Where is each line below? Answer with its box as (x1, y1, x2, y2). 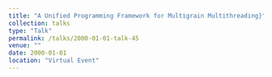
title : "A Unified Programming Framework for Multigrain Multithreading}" (8, 11, 266, 20)
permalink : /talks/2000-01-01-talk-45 (8, 34, 139, 43)
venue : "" (8, 42, 42, 50)
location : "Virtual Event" (8, 57, 100, 65)
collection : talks (8, 19, 70, 27)
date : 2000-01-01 (8, 49, 67, 57)
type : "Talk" (8, 26, 53, 34)
